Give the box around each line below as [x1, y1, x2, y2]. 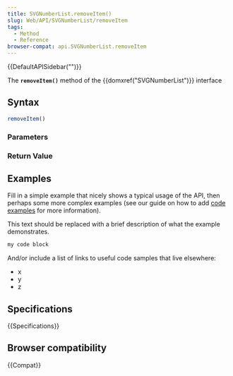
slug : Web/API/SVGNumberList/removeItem [7, 17, 129, 24]
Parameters [7, 132, 48, 142]
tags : [7, 23, 23, 30]
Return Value [7, 151, 53, 161]
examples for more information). [7, 206, 101, 215]
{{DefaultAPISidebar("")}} [7, 63, 82, 71]
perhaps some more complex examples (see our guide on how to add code [7, 199, 226, 207]
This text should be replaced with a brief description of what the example [7, 220, 220, 229]
